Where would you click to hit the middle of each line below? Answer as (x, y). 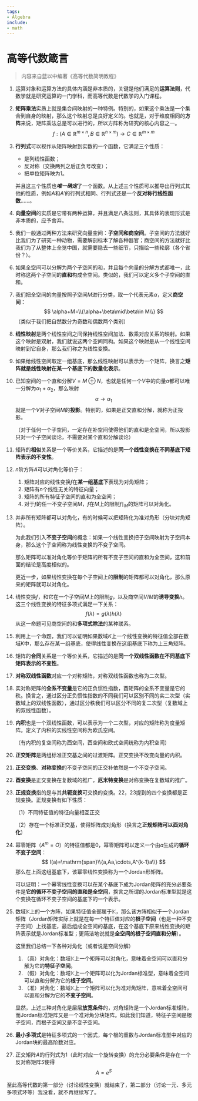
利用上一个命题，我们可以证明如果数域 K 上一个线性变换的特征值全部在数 (102, 636)
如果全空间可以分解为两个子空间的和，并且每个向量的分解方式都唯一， (100, 267)
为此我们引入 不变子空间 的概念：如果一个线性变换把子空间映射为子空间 (100, 538)
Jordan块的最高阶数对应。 (47, 1042)
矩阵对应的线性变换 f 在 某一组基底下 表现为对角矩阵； (87, 482)
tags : (13, 11)
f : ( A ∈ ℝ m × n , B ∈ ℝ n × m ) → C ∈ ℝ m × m (104, 133)
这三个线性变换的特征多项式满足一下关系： (67, 604)
